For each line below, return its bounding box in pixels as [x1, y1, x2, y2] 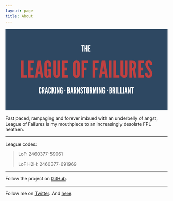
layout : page [5, 8, 33, 13]
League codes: [5, 141, 37, 147]
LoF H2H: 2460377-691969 [18, 161, 77, 167]
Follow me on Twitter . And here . [5, 190, 73, 197]
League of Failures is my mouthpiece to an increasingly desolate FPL [5, 121, 151, 127]
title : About [5, 13, 33, 19]
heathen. [5, 126, 24, 133]
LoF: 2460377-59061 [18, 151, 63, 157]
